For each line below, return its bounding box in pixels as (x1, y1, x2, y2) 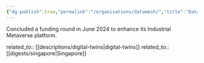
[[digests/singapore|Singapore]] (6, 49, 87, 57)
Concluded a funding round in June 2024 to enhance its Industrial (6, 25, 171, 32)
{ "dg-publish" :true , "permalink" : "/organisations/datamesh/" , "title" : (6, 8, 186, 15)
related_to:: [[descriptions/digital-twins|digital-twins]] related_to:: (6, 43, 169, 50)
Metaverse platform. (6, 31, 57, 39)
